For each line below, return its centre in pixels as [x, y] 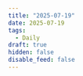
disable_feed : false [42, 60]
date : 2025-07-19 [36, 23]
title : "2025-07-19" [42, 15]
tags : [17, 30]
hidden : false [31, 52]
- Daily [28, 38]
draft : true [27, 45]
